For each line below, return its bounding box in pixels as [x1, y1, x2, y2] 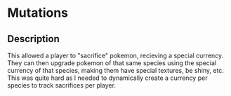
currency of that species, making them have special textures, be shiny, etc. [7, 67, 225, 74]
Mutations [7, 5, 69, 21]
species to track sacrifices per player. [7, 81, 116, 89]
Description [7, 33, 60, 45]
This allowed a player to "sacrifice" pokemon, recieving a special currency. [7, 51, 224, 60]
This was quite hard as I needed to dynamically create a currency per [7, 74, 208, 82]
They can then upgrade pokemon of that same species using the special [7, 59, 216, 67]
